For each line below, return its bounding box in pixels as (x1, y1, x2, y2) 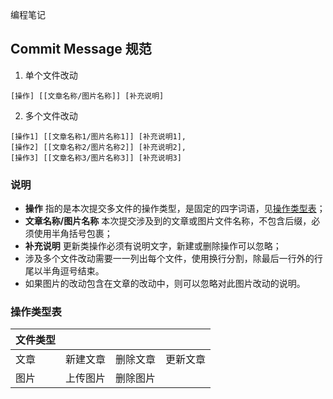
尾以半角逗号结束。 (24, 265, 105, 277)
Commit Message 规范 (10, 41, 152, 58)
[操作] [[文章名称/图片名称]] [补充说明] (10, 91, 165, 101)
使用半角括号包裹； (33, 228, 113, 240)
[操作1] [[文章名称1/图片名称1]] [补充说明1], (10, 131, 187, 142)
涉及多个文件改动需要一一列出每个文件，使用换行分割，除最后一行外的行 (24, 253, 323, 265)
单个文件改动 (24, 69, 78, 81)
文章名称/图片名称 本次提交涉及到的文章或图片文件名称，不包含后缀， (24, 215, 312, 227)
